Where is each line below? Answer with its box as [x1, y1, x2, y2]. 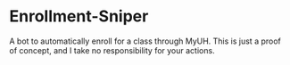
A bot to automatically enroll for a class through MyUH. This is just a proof [9, 36, 281, 46]
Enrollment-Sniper [9, 6, 149, 27]
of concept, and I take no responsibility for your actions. [9, 45, 216, 55]
